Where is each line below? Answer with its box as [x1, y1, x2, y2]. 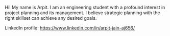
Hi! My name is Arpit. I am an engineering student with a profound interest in [5, 5, 165, 10]
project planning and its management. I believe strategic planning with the [5, 10, 160, 16]
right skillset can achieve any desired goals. [5, 15, 97, 21]
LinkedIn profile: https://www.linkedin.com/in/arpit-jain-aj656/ [5, 25, 135, 31]
